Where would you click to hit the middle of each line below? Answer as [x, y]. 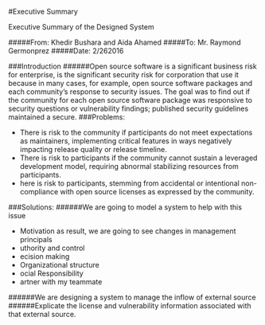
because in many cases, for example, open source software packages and [131, 83]
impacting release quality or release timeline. [93, 149]
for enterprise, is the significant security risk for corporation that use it [123, 74]
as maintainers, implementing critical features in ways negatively [126, 141]
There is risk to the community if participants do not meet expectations [136, 132]
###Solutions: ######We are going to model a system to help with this [125, 207]
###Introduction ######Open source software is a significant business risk [132, 66]
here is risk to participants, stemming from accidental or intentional [130, 183]
